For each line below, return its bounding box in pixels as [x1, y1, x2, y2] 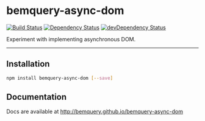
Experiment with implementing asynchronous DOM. [6, 35, 136, 43]
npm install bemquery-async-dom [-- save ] [6, 75, 113, 81]
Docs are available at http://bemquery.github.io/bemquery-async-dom [6, 108, 184, 116]
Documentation [6, 92, 67, 102]
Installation [6, 59, 50, 69]
